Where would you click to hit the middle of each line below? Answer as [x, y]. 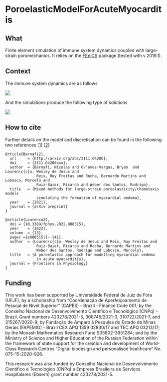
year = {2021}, [29, 202]
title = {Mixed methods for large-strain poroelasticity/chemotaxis [84, 189]
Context [18, 71]
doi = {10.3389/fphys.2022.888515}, [48, 224]
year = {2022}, [29, 228]
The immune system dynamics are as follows [52, 83]
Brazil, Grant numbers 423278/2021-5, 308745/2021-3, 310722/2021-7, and [83, 317]
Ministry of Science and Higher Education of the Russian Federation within [82, 338]
